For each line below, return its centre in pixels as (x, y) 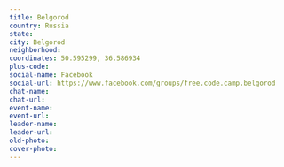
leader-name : (33, 125)
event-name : (31, 108)
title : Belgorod (39, 17)
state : (21, 34)
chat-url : (28, 99)
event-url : (29, 116)
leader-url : (31, 133)
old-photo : (29, 140)
